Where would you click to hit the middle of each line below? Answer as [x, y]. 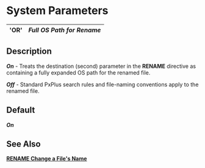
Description [29, 52]
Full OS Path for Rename [65, 30]
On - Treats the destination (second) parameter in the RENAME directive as [101, 66]
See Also [23, 144]
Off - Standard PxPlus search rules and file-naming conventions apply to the [103, 84]
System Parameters [57, 11]
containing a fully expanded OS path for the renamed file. [78, 72]
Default [21, 110]
